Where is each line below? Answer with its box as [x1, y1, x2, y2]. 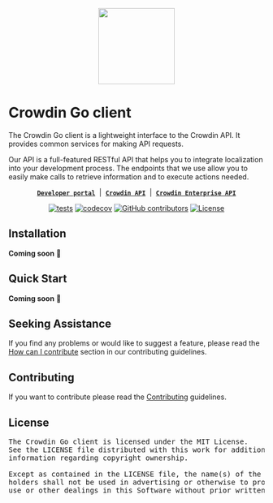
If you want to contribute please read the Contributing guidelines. [8, 392, 227, 402]
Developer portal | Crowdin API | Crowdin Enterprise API [37, 187, 236, 197]
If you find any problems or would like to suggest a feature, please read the [8, 338, 260, 348]
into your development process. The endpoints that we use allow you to [8, 163, 248, 173]
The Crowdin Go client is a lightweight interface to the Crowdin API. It [8, 130, 240, 140]
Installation [8, 227, 67, 241]
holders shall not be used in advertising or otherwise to [8, 478, 249, 487]
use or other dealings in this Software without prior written [8, 486, 266, 495]
